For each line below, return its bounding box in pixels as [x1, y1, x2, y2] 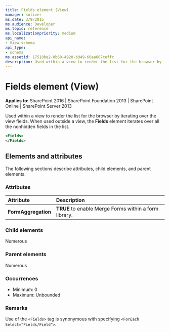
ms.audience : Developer [5, 21, 56, 27]
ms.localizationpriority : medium [5, 31, 76, 36]
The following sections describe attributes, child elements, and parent [5, 165, 151, 172]
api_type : [5, 45, 26, 50]
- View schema [5, 40, 35, 46]
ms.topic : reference [5, 26, 49, 31]
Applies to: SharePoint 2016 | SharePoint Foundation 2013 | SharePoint [5, 98, 153, 104]
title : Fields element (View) [5, 7, 69, 13]
